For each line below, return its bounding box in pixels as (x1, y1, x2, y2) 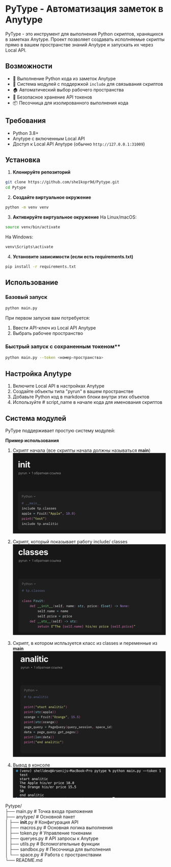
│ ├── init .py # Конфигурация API (5, 819, 79, 825)
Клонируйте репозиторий (12, 169, 71, 175)
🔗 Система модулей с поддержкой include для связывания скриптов (12, 81, 163, 87)
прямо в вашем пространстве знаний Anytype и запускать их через (5, 41, 154, 47)
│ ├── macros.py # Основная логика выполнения (5, 825, 113, 831)
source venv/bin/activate (5, 225, 60, 230)
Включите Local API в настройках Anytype (12, 383, 105, 389)
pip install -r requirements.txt (5, 264, 76, 269)
